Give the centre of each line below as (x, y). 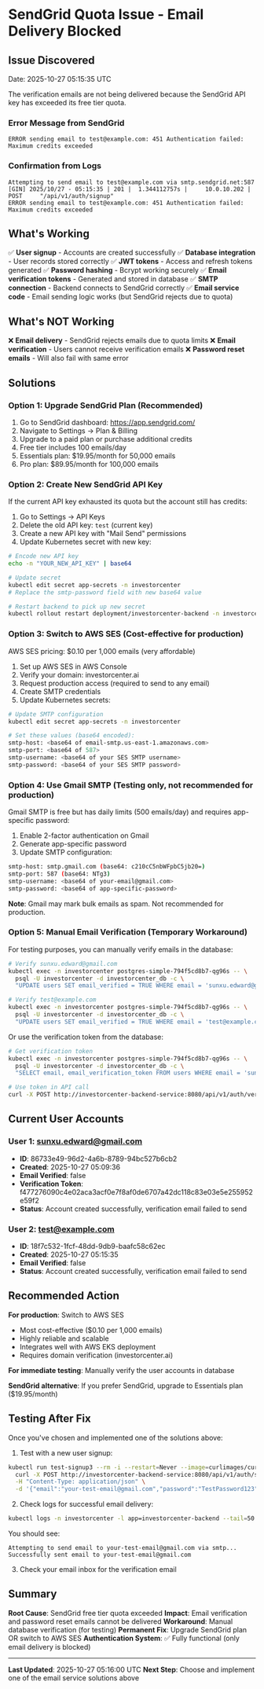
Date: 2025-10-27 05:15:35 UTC (60, 79)
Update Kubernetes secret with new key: (85, 542)
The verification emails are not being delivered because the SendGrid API (127, 94)
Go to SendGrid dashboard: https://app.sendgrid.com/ (107, 422)
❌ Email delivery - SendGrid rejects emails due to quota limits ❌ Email (122, 340)
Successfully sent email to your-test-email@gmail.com (100, 1555)
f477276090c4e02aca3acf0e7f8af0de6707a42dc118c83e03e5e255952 (136, 1191)
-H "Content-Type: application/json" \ (81, 1482)
